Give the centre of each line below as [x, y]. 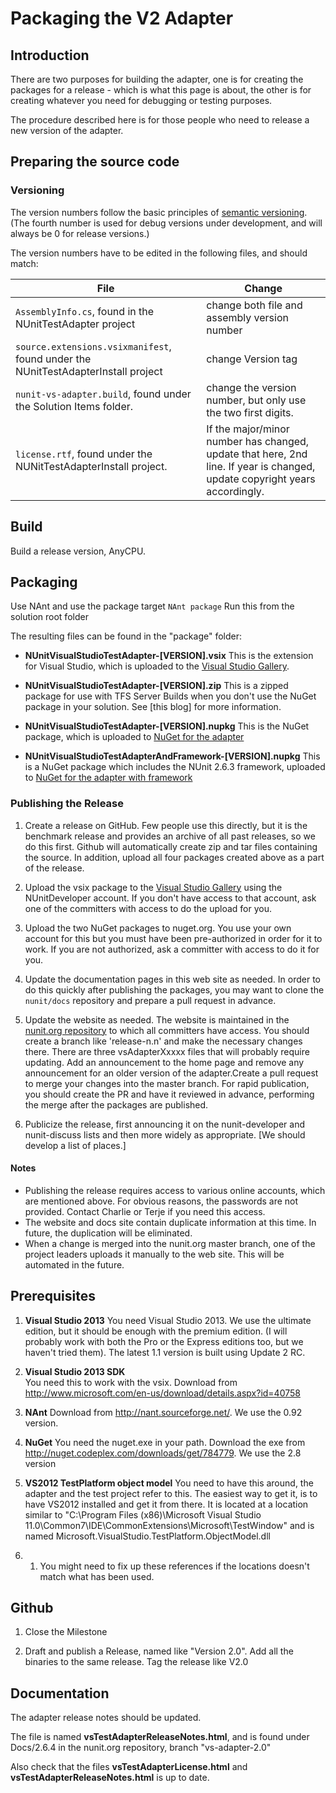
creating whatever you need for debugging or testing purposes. [141, 100]
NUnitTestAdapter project [75, 324]
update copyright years [261, 479]
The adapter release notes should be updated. [106, 1718]
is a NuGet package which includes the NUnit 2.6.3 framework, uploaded [175, 767]
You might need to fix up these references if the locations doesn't [174, 1566]
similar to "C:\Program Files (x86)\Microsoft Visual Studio [143, 1514]
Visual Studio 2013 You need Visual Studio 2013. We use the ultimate [168, 1320]
